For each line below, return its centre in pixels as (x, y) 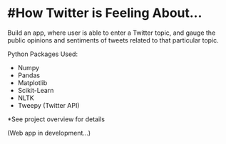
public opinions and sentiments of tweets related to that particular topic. (113, 40)
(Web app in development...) (49, 133)
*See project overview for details (56, 119)
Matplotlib (32, 82)
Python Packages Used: (43, 54)
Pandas (29, 75)
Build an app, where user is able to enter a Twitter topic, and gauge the (112, 33)
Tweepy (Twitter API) (48, 105)
